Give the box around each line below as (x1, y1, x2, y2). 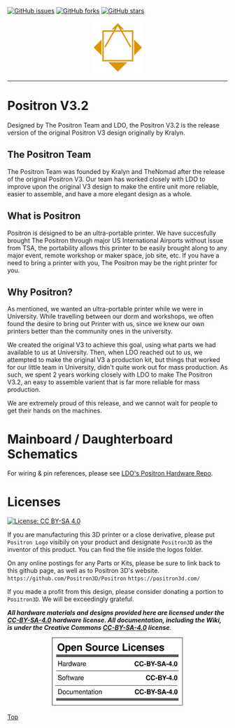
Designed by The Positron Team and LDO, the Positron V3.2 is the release (7, 121, 220, 129)
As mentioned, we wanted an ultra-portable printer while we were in (7, 305, 204, 314)
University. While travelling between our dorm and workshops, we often (7, 312, 214, 321)
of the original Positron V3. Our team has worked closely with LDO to (7, 175, 206, 183)
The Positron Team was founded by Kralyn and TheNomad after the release (7, 167, 225, 175)
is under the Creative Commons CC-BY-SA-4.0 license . (7, 623, 172, 632)
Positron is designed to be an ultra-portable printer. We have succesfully (7, 229, 217, 237)
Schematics (7, 446, 78, 462)
